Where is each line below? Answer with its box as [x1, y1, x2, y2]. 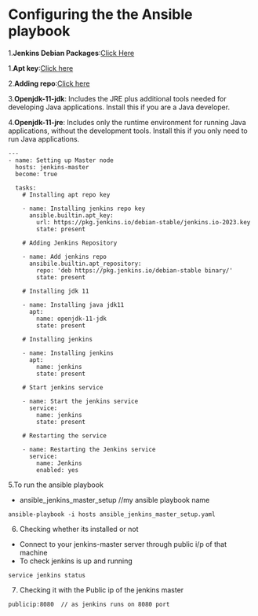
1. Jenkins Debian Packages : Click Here [8, 48, 135, 57]
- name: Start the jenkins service [22, 397, 139, 405]
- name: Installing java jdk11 [22, 301, 125, 308]
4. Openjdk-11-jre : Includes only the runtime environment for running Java [8, 117, 247, 127]
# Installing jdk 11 [22, 287, 89, 295]
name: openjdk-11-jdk [36, 315, 107, 323]
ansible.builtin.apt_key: [28, 211, 114, 219]
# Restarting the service [22, 431, 107, 440]
